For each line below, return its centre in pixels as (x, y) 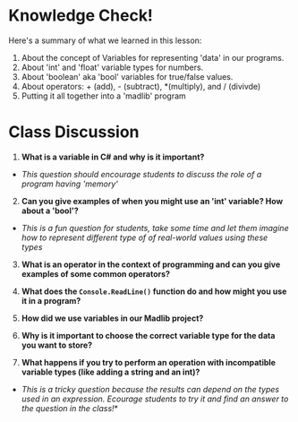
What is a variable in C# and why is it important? (113, 157)
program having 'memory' (69, 184)
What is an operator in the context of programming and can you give (151, 264)
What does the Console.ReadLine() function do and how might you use (154, 291)
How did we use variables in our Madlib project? (112, 318)
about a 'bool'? (50, 211)
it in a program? (51, 300)
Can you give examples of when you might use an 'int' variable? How (152, 201)
